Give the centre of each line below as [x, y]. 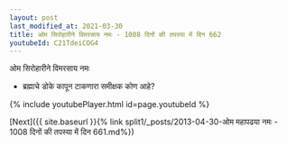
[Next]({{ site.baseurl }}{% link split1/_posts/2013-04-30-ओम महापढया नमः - [143, 122]
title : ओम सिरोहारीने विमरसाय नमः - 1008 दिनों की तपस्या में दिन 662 [116, 34]
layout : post [34, 18]
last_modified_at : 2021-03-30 [66, 26]
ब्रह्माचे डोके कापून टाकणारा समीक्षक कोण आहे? [88, 86]
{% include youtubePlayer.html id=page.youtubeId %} [110, 104]
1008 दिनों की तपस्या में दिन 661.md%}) [72, 132]
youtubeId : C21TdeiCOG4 [54, 43]
